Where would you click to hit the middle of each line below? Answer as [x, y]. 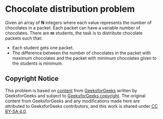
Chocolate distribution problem [70, 9]
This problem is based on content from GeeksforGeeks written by [71, 90]
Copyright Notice [32, 79]
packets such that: [24, 38]
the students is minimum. [37, 63]
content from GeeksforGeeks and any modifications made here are [72, 101]
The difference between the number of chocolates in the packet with [81, 53]
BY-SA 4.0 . [16, 111]
